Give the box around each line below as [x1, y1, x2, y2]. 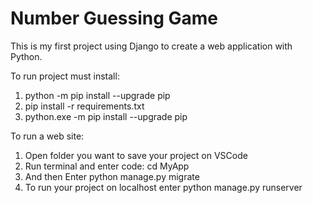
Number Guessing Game [10, 7, 219, 30]
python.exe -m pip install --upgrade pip [24, 110, 188, 122]
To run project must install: [10, 70, 120, 82]
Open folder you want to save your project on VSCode [24, 149, 248, 161]
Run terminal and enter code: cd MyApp [24, 160, 190, 172]
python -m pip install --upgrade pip [24, 89, 171, 101]
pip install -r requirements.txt [24, 100, 145, 112]
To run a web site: [10, 130, 85, 142]
